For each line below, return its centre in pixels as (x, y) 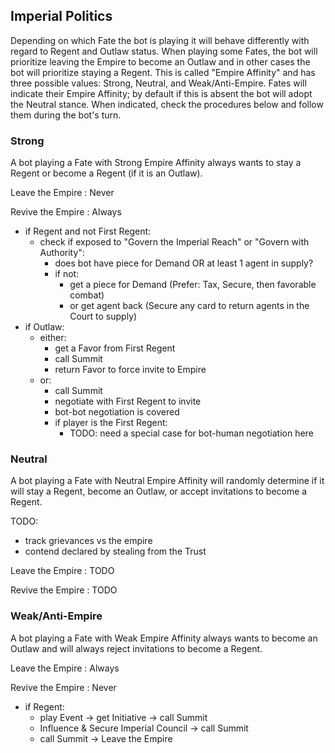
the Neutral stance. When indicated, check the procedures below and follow (167, 104)
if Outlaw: (44, 327)
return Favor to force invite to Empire (130, 370)
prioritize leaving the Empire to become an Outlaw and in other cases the (160, 61)
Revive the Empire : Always (66, 212)
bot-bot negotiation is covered (117, 412)
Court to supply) (103, 316)
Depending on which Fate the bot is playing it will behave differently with (160, 40)
